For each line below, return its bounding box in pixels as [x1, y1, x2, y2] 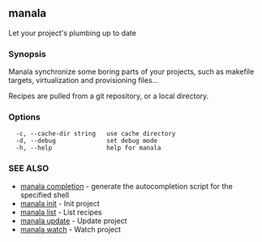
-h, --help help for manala [15, 144, 161, 153]
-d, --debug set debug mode [15, 137, 158, 145]
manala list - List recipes [19, 207, 103, 217]
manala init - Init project [19, 198, 100, 208]
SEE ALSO [8, 162, 49, 174]
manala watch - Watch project [19, 224, 122, 234]
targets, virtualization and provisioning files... [8, 76, 159, 85]
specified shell [19, 190, 70, 200]
